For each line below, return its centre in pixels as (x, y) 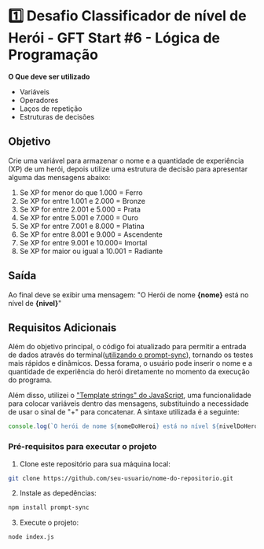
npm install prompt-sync (49, 508)
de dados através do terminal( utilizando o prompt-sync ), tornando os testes (131, 355)
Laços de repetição (51, 109)
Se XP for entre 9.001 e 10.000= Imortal (83, 242)
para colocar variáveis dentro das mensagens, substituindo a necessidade (128, 403)
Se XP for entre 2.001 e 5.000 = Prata (80, 209)
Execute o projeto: (49, 523)
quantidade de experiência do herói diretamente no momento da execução (129, 372)
